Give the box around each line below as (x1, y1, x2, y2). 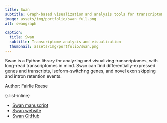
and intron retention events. (5, 73, 62, 79)
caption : (5, 30, 23, 35)
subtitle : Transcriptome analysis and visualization (9, 39, 121, 45)
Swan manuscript (12, 102, 49, 108)
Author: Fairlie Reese (5, 83, 48, 89)
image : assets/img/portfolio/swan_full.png (5, 16, 97, 21)
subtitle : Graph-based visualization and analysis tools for (5, 12, 135, 17)
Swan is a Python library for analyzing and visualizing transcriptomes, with (5, 58, 158, 63)
